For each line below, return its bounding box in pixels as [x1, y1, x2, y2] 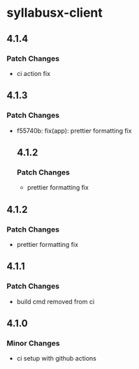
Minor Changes [6, 338, 60, 348]
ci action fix [16, 69, 50, 77]
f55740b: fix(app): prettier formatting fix [16, 126, 132, 135]
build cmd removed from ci [16, 297, 95, 306]
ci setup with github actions [16, 354, 97, 363]
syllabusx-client [6, 5, 103, 21]
